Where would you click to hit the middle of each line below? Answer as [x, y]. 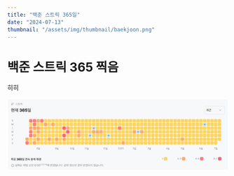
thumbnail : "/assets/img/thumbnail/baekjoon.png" [81, 29]
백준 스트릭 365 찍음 [63, 67]
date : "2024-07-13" [36, 22]
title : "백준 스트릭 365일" [44, 15]
